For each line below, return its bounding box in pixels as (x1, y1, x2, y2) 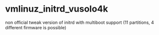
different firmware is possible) (5, 24, 67, 30)
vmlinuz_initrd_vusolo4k (5, 3, 108, 15)
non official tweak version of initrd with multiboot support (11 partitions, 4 (5, 19, 155, 25)
